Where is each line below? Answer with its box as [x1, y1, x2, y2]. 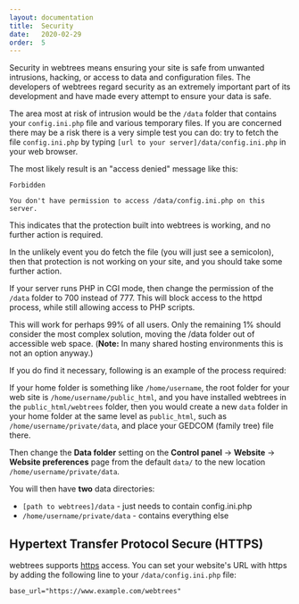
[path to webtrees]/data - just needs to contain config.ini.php [21, 501, 253, 512]
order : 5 [9, 38, 46, 47]
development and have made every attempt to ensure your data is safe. [9, 91, 272, 102]
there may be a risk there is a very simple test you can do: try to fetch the [9, 127, 279, 138]
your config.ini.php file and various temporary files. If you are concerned [9, 118, 282, 129]
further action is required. [9, 230, 104, 240]
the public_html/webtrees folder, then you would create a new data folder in [9, 401, 288, 412]
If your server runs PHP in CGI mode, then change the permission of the [9, 283, 274, 294]
